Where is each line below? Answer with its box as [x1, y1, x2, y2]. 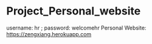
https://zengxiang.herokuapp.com [6, 30, 92, 37]
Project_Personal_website [6, 4, 141, 18]
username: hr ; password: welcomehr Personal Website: [6, 24, 147, 31]
